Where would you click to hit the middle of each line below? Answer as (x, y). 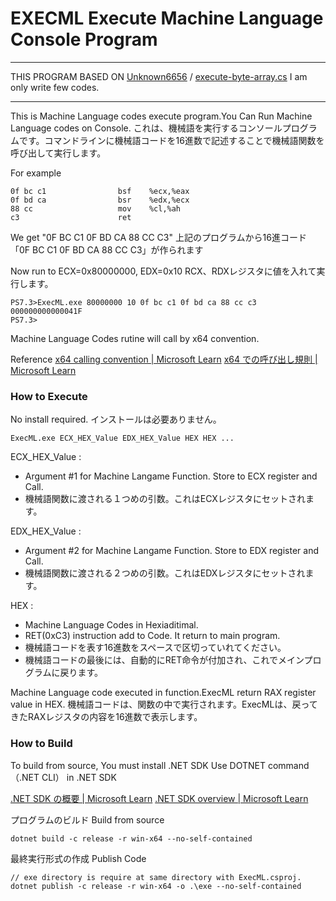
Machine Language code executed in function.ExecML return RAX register (163, 693)
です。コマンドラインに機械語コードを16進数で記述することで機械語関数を (171, 140)
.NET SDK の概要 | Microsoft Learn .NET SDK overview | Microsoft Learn (159, 798)
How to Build (41, 744)
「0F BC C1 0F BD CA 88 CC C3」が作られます (107, 249)
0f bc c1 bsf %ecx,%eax (100, 191)
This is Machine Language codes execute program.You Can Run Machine (161, 116)
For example (36, 173)
